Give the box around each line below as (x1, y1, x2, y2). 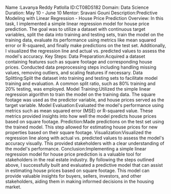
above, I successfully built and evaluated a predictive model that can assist (5, 162, 163, 168)
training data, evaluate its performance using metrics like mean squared (5, 37, 157, 43)
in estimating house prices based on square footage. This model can (5, 167, 150, 174)
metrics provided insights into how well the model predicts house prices (5, 113, 157, 119)
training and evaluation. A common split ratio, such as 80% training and (5, 80, 156, 87)
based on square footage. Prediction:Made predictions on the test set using (5, 119, 164, 124)
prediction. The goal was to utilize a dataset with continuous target (5, 26, 145, 32)
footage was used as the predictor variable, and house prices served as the (5, 97, 164, 103)
